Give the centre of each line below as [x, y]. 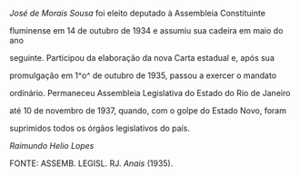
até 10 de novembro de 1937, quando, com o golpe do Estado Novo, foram [148, 111]
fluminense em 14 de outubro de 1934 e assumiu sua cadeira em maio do [146, 30]
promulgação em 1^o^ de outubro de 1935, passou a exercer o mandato [143, 75]
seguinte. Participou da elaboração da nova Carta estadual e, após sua [142, 58]
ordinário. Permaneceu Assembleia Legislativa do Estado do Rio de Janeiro [150, 93]
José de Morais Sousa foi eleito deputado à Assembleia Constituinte [138, 13]
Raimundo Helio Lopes [52, 146]
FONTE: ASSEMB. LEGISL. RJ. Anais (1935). [91, 163]
